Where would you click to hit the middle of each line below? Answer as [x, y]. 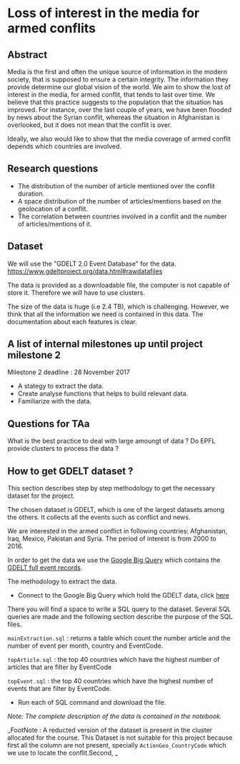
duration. [31, 193]
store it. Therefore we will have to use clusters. [76, 292]
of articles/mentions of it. [55, 223]
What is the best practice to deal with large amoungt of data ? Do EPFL [111, 441]
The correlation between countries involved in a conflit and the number [122, 216]
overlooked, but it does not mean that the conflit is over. [90, 125]
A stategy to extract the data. [60, 386]
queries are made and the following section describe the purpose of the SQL [120, 617]
